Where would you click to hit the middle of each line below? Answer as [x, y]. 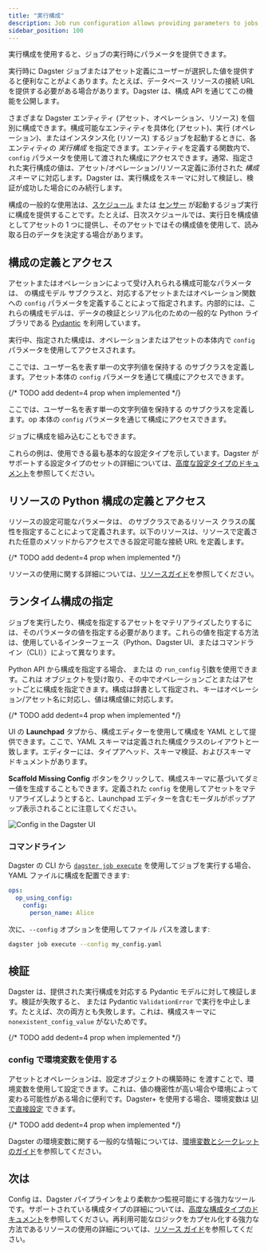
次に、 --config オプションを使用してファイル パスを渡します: [109, 929]
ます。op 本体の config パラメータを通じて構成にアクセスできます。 [120, 419]
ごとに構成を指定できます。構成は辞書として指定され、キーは [123, 689]
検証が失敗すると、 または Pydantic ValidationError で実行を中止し [133, 1002]
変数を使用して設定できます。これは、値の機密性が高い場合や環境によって [137, 1089]
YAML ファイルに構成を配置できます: [69, 876]
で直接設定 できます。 [44, 1108]
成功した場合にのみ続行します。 [74, 188]
